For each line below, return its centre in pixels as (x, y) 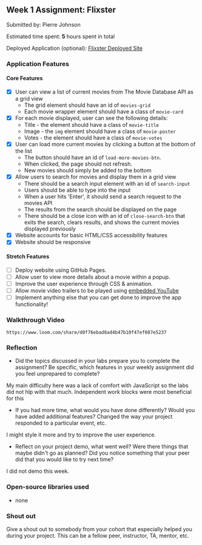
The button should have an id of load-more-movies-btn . (93, 158)
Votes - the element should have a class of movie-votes (93, 138)
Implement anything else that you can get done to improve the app (98, 297)
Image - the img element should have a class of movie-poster (100, 131)
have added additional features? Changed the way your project (94, 417)
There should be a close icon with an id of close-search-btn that (105, 216)
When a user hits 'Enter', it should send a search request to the (103, 197)
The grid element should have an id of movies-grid (87, 105)
